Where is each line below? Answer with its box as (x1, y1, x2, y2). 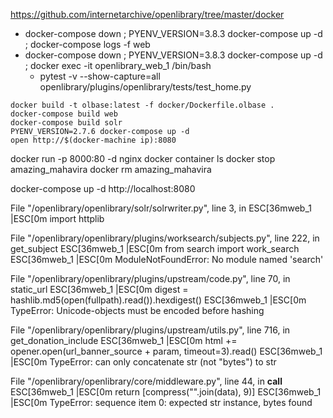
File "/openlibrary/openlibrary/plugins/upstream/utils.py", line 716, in (10, 324, 291, 336)
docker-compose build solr (10, 118, 123, 128)
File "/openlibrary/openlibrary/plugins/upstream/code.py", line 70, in (10, 273, 291, 284)
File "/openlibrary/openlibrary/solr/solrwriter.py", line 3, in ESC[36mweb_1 (10, 202, 312, 214)
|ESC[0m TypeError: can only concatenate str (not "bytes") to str (10, 356, 277, 368)
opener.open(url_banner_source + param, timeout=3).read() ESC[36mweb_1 (10, 345, 323, 357)
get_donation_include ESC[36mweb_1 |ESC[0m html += (10, 335, 238, 346)
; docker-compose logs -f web (24, 39, 151, 50)
